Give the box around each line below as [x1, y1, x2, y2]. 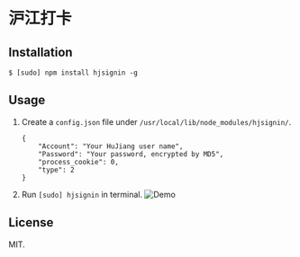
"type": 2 [38, 165, 75, 174]
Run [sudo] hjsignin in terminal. [21, 189, 143, 199]
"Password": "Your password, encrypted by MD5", [38, 149, 224, 158]
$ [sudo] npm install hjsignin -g [8, 68, 139, 77]
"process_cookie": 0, [38, 157, 119, 166]
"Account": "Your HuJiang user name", [38, 141, 184, 151]
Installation [8, 44, 73, 59]
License [8, 215, 54, 230]
